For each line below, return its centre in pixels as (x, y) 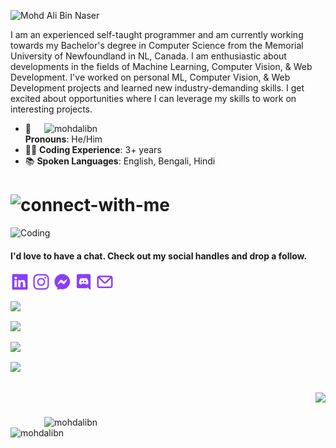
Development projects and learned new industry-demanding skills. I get (157, 88)
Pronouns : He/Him (63, 139)
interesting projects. (51, 109)
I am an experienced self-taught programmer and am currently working (157, 34)
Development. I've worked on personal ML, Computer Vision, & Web (150, 77)
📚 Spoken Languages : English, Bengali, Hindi (120, 161)
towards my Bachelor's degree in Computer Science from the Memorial (157, 45)
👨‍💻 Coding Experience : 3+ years (93, 149)
